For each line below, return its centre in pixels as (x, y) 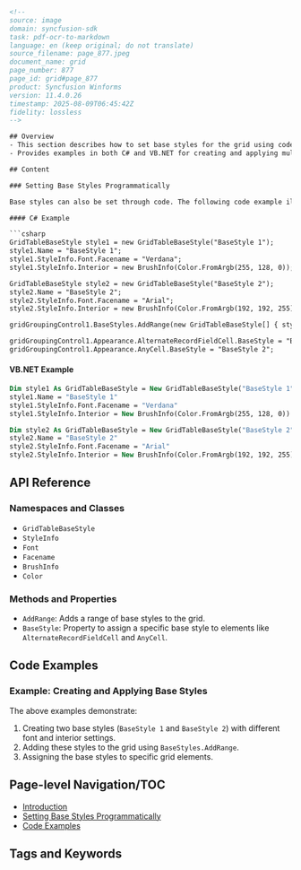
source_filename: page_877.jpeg (69, 54)
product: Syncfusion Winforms (66, 87)
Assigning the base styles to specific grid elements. (117, 756)
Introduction (45, 806)
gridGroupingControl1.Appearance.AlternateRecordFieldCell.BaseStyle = (146, 341)
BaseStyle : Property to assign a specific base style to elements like (146, 628)
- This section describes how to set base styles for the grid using (142, 145)
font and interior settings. (69, 737)
